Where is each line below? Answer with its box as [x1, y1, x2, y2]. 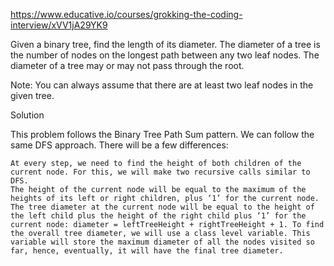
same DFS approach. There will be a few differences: [10, 139, 229, 151]
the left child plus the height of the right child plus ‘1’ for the [10, 211, 307, 221]
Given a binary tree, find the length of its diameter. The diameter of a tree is [10, 39, 321, 50]
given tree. [10, 90, 55, 101]
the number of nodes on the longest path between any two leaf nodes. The [10, 49, 320, 61]
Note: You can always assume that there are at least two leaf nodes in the [10, 79, 314, 91]
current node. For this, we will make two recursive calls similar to [10, 167, 311, 177]
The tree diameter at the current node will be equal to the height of [10, 202, 315, 212]
